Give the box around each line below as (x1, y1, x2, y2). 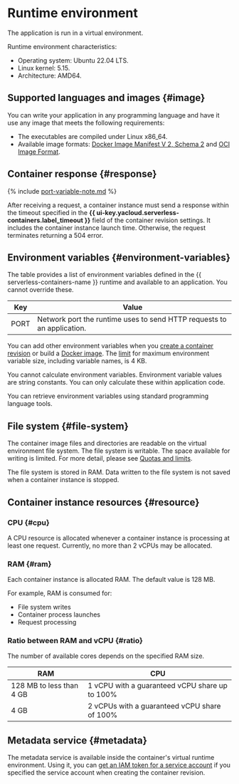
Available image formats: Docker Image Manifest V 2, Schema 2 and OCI (17, 140, 230, 148)
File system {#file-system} (7, 420, 129, 432)
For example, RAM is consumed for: (7, 589, 112, 597)
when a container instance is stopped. (7, 476, 119, 484)
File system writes (17, 603, 71, 612)
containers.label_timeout (7, 216, 84, 224)
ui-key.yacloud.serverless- (96, 208, 179, 216)
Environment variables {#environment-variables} (7, 251, 231, 263)
